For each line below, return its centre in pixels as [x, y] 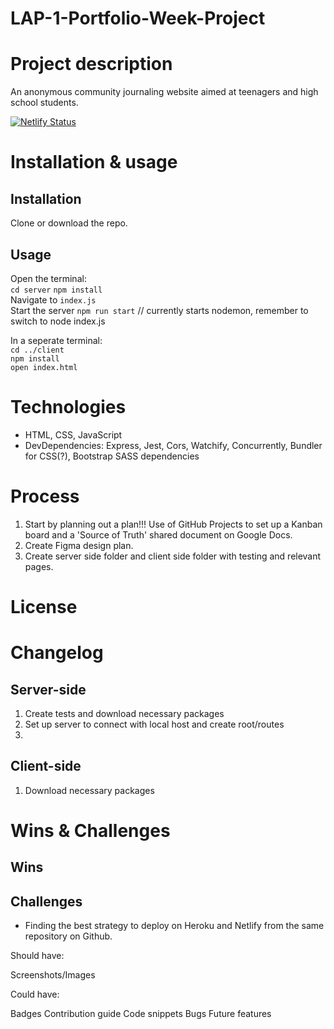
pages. [39, 566]
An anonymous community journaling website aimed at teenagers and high [164, 92]
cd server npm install [56, 290]
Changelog [57, 653]
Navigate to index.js [53, 299]
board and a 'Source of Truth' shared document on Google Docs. [158, 534]
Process [45, 496]
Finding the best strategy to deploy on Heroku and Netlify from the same [174, 926]
